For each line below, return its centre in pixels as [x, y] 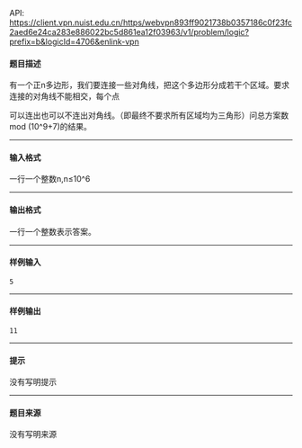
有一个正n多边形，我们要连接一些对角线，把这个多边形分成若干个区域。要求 [150, 85]
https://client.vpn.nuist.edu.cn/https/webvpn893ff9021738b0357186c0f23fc [151, 22]
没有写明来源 [33, 435]
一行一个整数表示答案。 [53, 231]
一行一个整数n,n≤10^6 [50, 179]
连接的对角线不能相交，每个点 [64, 96]
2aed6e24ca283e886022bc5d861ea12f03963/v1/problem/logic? [129, 32]
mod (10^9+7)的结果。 [51, 127]
